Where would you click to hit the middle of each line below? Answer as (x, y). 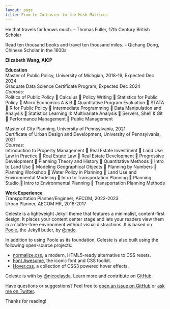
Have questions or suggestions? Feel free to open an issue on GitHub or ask (85, 286)
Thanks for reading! (26, 301)
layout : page (19, 10)
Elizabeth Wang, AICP (29, 60)
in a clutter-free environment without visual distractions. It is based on (79, 224)
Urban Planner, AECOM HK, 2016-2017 (46, 204)
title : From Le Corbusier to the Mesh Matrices (57, 15)
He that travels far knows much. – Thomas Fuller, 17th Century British (78, 29)
